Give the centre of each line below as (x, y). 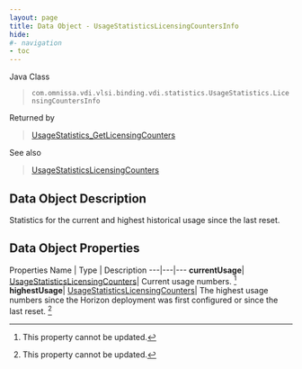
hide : (19, 34)
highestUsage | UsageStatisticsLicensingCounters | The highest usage (139, 291)
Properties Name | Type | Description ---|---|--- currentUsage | (127, 270)
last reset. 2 (31, 310)
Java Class (30, 76)
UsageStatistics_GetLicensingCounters (103, 135)
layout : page (34, 18)
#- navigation (36, 43)
